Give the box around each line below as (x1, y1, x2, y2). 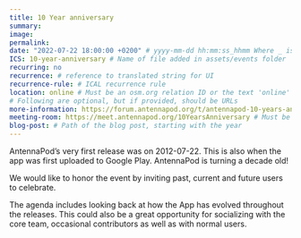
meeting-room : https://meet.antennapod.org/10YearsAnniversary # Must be (9, 113, 291, 122)
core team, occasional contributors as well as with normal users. (9, 218, 247, 229)
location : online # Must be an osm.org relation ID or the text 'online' (9, 88, 291, 97)
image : (9, 30, 34, 38)
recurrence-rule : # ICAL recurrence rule (9, 80, 167, 89)
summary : (9, 21, 42, 30)
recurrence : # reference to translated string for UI (9, 72, 215, 81)
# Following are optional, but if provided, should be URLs (9, 96, 239, 106)
